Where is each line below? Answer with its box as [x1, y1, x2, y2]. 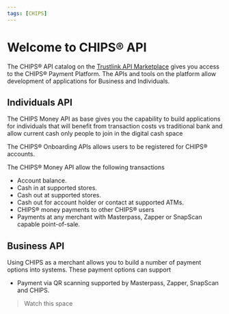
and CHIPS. [16, 286, 50, 295]
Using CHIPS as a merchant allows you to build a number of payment [7, 258, 202, 267]
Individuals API [7, 97, 73, 108]
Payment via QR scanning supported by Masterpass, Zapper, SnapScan [16, 279, 219, 287]
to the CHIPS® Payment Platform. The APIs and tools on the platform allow [7, 69, 217, 77]
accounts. [7, 150, 36, 158]
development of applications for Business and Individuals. [7, 77, 170, 85]
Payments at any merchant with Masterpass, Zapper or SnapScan [16, 213, 202, 221]
